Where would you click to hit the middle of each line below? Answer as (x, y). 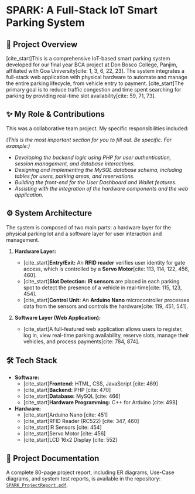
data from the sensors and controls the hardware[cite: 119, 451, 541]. (106, 306)
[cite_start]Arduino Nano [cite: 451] (66, 415)
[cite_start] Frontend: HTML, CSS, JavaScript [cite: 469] (90, 384)
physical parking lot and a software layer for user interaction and (84, 234)
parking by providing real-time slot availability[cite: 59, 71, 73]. (81, 96)
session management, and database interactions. (75, 163)
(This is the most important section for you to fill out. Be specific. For (89, 140)
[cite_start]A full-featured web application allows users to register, (103, 329)
